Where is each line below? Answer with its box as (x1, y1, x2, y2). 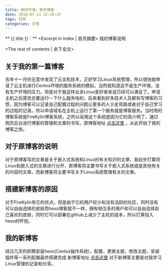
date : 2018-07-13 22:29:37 (5, 12, 61, 17)
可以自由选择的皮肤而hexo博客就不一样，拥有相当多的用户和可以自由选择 (5, 205, 155, 211)
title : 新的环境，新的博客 (5, 7, 55, 12)
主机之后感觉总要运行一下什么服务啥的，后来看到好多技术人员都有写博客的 (5, 95, 158, 101)
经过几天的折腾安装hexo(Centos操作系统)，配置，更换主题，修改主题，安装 (5, 248, 160, 254)
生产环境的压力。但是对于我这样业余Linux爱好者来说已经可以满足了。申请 (9, 89, 161, 95)
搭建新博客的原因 (5, 185, 58, 194)
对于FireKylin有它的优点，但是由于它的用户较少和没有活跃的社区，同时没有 (5, 199, 159, 205)
